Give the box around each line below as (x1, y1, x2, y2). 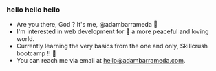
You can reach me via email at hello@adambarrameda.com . (16, 57, 186, 65)
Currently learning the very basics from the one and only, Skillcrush (16, 42, 208, 51)
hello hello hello (6, 5, 61, 14)
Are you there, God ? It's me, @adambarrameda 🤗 (16, 20, 158, 29)
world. (16, 35, 35, 43)
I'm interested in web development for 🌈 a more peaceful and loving (16, 27, 209, 35)
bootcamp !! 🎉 (16, 49, 56, 57)
